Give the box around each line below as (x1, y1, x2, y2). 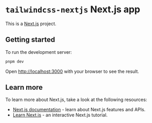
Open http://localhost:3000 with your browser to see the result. (5, 68, 140, 74)
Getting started (5, 35, 55, 44)
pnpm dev (5, 59, 24, 64)
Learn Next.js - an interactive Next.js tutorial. (12, 112, 108, 118)
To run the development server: (5, 49, 72, 55)
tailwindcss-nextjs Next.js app (5, 4, 140, 15)
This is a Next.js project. (5, 20, 56, 27)
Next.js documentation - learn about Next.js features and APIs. (12, 107, 146, 113)
